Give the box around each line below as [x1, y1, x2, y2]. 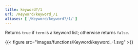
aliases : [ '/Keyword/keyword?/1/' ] [5, 16, 78, 21]
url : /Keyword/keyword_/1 [5, 12, 58, 17]
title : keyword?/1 [5, 7, 42, 12]
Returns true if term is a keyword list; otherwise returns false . [5, 30, 129, 36]
